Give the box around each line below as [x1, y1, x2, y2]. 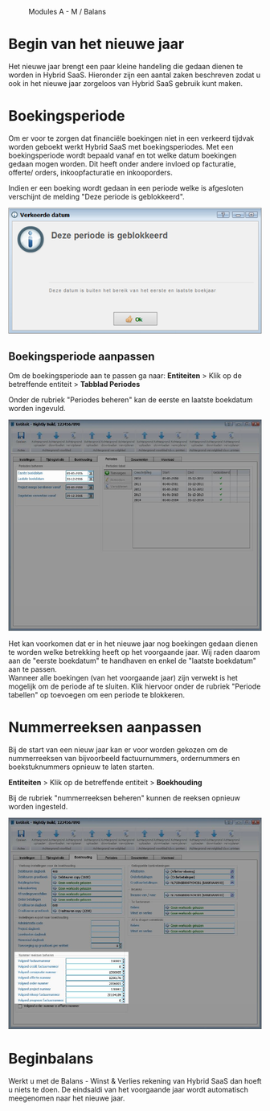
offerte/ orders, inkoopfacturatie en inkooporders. [8, 167, 173, 177]
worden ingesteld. [8, 801, 68, 811]
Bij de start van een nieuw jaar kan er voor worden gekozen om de [8, 744, 228, 755]
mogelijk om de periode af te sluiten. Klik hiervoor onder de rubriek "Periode [8, 681, 261, 691]
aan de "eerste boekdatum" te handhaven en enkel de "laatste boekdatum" [8, 656, 257, 665]
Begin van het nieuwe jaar [8, 35, 185, 53]
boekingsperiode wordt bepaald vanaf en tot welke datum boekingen [8, 150, 237, 160]
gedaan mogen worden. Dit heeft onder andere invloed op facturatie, [8, 158, 236, 168]
